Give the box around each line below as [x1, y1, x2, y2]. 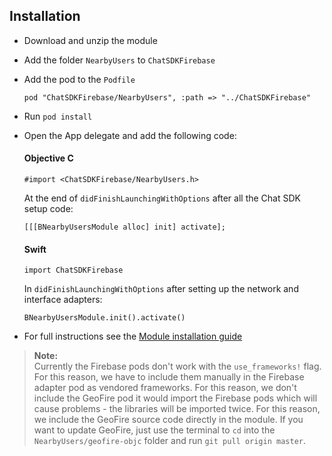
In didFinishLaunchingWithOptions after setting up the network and [23, 283, 299, 295]
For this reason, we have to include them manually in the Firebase [33, 371, 305, 383]
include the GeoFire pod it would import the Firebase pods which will [33, 392, 318, 404]
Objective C [23, 152, 74, 164]
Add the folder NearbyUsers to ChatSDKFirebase [23, 54, 216, 66]
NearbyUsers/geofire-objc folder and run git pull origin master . [33, 435, 306, 447]
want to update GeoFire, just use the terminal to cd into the [33, 424, 276, 436]
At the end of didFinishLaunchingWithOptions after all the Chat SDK [23, 192, 301, 204]
